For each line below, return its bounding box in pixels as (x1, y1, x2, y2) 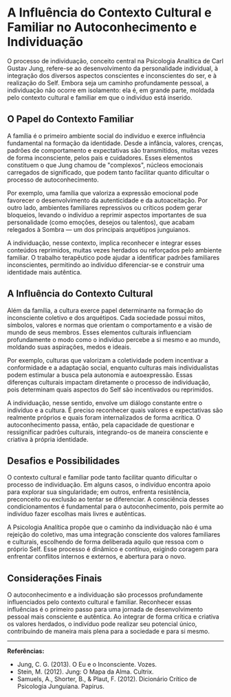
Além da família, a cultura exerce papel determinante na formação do (7, 306, 203, 314)
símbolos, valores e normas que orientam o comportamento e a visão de (7, 321, 213, 329)
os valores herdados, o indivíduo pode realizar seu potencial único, (7, 620, 197, 628)
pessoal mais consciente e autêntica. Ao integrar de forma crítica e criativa (7, 612, 220, 621)
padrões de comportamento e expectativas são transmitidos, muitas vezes (7, 146, 219, 154)
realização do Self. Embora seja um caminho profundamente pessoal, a (7, 78, 209, 87)
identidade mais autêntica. (7, 268, 82, 276)
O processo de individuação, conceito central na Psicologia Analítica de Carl (7, 56, 223, 65)
